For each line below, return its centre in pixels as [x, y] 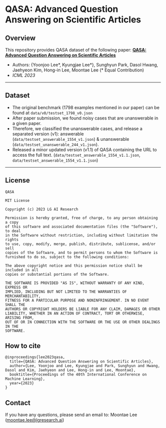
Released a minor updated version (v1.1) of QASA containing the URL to [84, 149]
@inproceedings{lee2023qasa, [35, 357]
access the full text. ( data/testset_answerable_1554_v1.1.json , [76, 155]
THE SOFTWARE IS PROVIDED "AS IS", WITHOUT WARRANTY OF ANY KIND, [75, 283]
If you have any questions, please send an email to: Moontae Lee [71, 415]
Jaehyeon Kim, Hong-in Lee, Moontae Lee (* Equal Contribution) [78, 70]
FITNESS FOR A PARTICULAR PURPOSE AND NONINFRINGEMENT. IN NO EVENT [77, 300]
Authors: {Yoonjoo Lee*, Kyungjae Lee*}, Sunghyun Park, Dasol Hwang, [85, 65]
